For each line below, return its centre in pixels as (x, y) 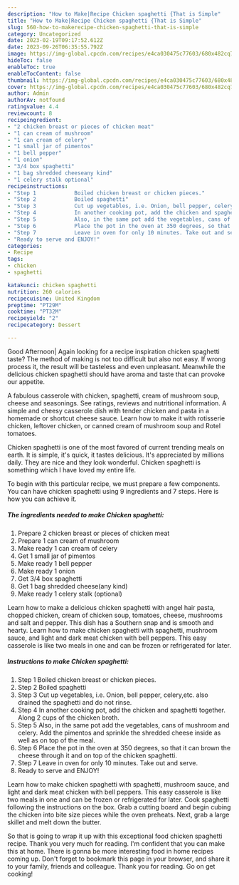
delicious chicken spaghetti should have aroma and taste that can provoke (116, 374)
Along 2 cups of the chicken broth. (68, 718)
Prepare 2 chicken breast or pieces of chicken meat (94, 533)
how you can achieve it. (42, 499)
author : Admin (28, 93)
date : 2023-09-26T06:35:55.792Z (55, 47)
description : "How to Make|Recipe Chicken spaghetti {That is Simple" (114, 14)
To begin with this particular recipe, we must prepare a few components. (114, 483)
